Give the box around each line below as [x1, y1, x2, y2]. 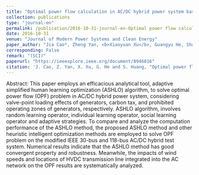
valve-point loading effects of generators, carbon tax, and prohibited [6, 99, 174, 106]
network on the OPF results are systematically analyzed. [6, 162, 144, 169]
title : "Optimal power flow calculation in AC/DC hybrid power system [6, 8, 184, 15]
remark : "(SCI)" [6, 53, 46, 59]
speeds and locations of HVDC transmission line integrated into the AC [6, 155, 179, 163]
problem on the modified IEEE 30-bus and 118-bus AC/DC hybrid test [6, 137, 175, 144]
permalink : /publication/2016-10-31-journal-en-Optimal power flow [6, 25, 176, 31]
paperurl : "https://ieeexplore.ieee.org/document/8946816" [6, 58, 155, 64]
